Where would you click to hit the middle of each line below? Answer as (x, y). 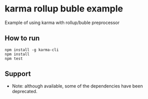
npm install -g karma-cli (32, 50)
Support (18, 74)
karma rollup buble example (64, 9)
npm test (14, 58)
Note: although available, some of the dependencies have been (78, 86)
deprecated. (25, 91)
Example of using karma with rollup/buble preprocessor (62, 22)
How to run (22, 38)
